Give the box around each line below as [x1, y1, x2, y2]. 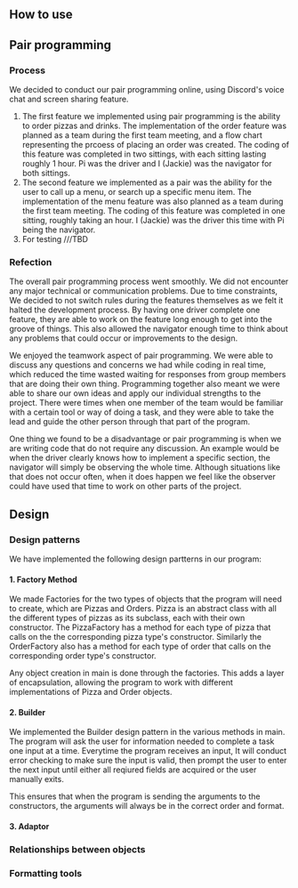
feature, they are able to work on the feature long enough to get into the [9, 314, 273, 325]
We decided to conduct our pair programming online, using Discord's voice [9, 85, 285, 95]
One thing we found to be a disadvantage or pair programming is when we [9, 433, 282, 444]
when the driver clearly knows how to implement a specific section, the [9, 453, 271, 464]
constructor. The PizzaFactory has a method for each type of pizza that [9, 622, 271, 633]
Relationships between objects [9, 843, 146, 855]
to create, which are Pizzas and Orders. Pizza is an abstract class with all [9, 603, 278, 614]
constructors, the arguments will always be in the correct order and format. [9, 801, 285, 811]
